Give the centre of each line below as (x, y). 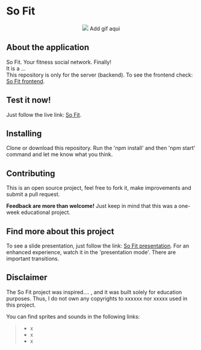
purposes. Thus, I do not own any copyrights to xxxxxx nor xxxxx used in (97, 298)
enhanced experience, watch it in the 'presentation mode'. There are (91, 252)
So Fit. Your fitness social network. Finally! (59, 62)
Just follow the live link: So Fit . (44, 114)
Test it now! (29, 100)
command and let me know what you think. (60, 154)
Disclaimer (27, 277)
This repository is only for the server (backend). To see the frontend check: (100, 75)
